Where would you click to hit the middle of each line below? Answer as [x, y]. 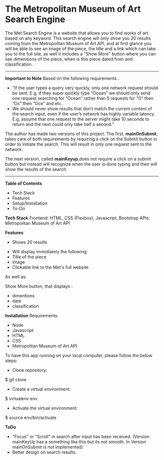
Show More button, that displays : [39, 286]
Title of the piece [29, 257]
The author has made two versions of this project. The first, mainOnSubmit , [82, 134]
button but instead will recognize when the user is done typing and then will [81, 164]
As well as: [16, 277]
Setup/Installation [30, 203]
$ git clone [16, 379]
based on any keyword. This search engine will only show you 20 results [78, 38]
